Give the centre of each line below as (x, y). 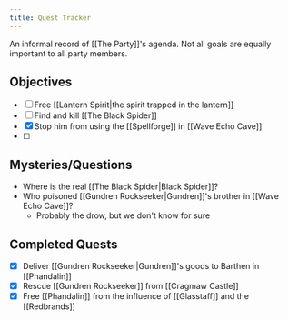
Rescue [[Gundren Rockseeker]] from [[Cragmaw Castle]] (130, 286)
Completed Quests (64, 244)
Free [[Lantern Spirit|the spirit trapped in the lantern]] (134, 105)
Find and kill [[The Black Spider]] (95, 115)
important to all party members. (69, 53)
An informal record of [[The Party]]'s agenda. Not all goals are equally (140, 44)
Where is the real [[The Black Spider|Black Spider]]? (120, 186)
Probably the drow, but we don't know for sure (123, 215)
